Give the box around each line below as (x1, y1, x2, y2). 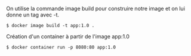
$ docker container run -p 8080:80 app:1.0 (6, 44, 116, 50)
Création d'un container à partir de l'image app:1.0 (6, 33, 130, 40)
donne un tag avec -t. (6, 11, 60, 18)
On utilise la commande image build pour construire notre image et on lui (6, 5, 185, 12)
